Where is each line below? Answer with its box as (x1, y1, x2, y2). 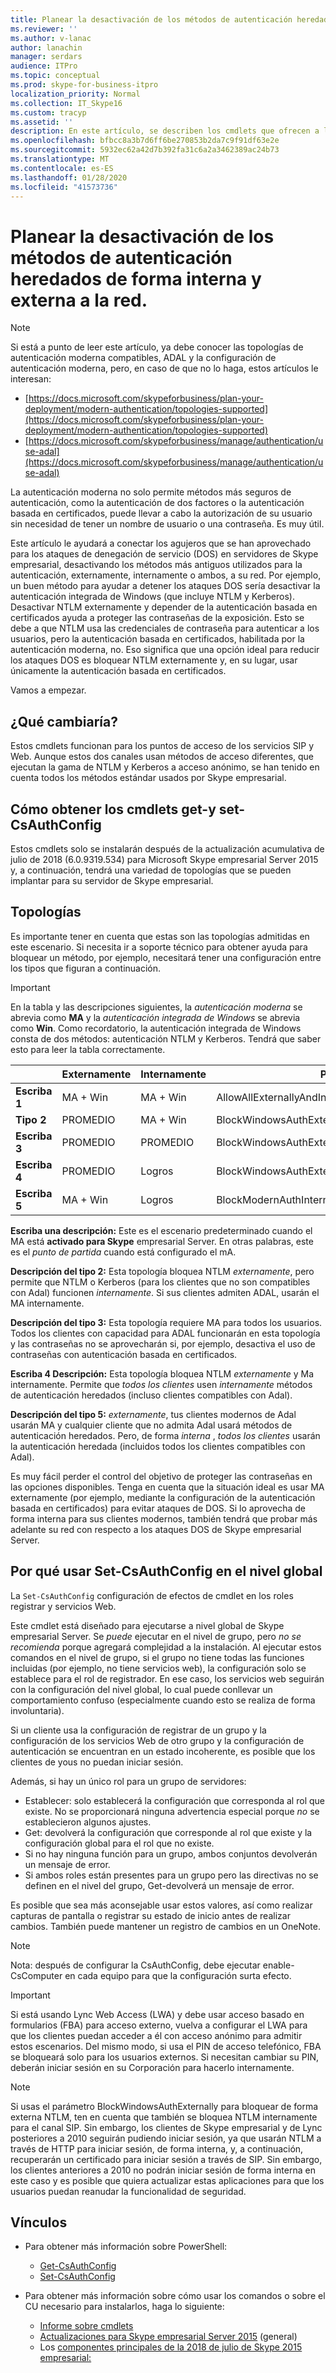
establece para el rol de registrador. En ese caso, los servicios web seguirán (10, 1672, 325, 1685)
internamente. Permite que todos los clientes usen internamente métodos (10, 1378, 313, 1390)
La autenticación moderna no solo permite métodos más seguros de (10, 486, 292, 498)
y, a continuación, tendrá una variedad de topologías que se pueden (10, 864, 292, 876)
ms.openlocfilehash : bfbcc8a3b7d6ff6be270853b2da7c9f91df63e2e (10, 136, 280, 146)
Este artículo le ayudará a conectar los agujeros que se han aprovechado (10, 537, 312, 550)
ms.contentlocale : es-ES (10, 163, 114, 173)
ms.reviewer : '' (10, 24, 78, 34)
